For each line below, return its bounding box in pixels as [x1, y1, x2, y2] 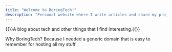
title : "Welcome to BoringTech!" [5, 7, 77, 13]
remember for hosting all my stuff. [5, 41, 77, 47]
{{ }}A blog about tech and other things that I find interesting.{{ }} [5, 26, 140, 32]
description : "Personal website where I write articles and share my [5, 12, 157, 17]
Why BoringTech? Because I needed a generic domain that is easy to [5, 36, 150, 42]
